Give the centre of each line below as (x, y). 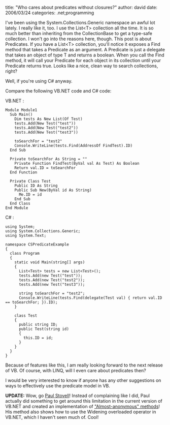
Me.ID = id (30, 195)
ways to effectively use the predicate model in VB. (58, 386)
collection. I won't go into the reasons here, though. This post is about (78, 39)
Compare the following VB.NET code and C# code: (58, 91)
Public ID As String (36, 186)
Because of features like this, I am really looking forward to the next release (84, 365)
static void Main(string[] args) (50, 262)
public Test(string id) (44, 329)
